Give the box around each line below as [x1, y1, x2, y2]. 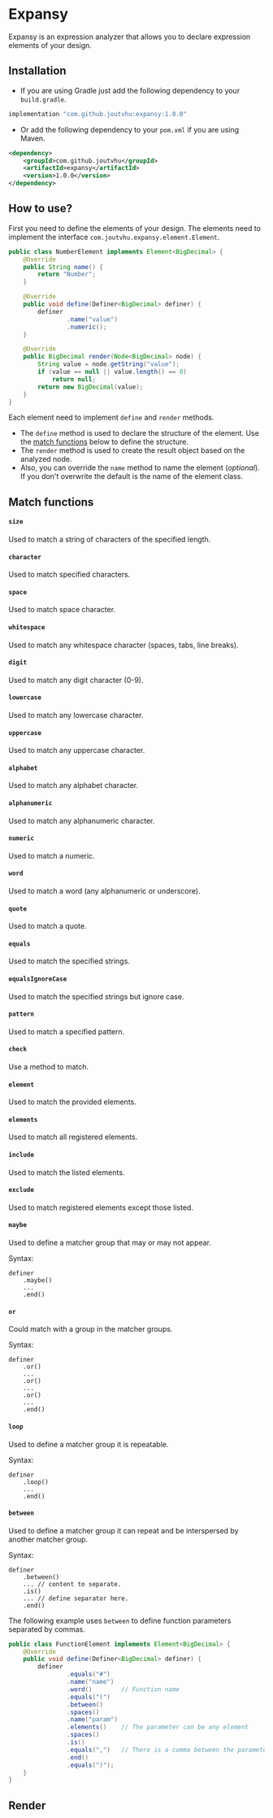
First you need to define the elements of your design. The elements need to [8, 223, 262, 233]
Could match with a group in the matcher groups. [8, 1324, 173, 1334]
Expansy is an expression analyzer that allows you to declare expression [8, 32, 251, 41]
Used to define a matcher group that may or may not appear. [8, 1237, 211, 1248]
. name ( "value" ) [66, 315, 118, 324]
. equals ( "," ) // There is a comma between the [66, 1746, 234, 1754]
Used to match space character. [8, 605, 116, 615]
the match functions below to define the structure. [19, 437, 188, 447]
